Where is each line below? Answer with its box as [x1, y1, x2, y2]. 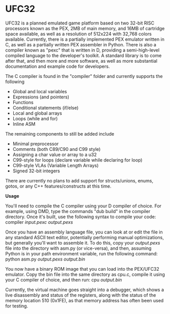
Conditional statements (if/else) [12, 104, 79, 111]
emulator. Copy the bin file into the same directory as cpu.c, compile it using [5, 271, 165, 277]
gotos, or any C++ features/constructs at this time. [5, 183, 111, 189]
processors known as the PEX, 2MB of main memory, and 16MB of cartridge [5, 25, 165, 31]
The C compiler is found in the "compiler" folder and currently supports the [5, 73, 163, 79]
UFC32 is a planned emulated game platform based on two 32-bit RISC [5, 20, 155, 26]
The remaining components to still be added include [5, 130, 115, 137]
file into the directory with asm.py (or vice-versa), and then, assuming [5, 245, 152, 251]
